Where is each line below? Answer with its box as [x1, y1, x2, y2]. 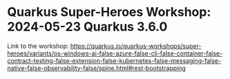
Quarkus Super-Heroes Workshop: [7, 4, 211, 20]
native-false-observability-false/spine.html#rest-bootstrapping [7, 64, 186, 72]
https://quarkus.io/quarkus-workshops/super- [70, 42, 202, 50]
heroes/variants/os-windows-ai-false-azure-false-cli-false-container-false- [7, 49, 223, 58]
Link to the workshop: [7, 42, 69, 50]
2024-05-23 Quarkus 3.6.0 [7, 19, 168, 35]
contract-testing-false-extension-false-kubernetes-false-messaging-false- [7, 56, 222, 64]
